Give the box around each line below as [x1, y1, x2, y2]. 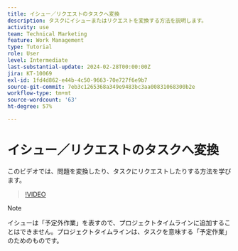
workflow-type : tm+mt [7, 90, 72, 97]
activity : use [7, 23, 50, 31]
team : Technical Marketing [7, 30, 87, 38]
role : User [7, 50, 40, 58]
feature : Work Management [7, 37, 84, 44]
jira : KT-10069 [7, 70, 53, 77]
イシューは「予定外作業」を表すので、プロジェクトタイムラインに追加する [7, 218, 225, 227]
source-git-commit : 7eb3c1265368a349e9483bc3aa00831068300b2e [7, 83, 195, 90]
